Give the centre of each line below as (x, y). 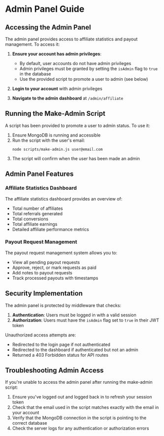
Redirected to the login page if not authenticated (61, 344)
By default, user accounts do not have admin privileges (75, 63)
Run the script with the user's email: (48, 140)
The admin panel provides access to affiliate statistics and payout (71, 39)
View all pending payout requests (46, 262)
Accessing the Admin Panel (48, 27)
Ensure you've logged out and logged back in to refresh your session (82, 397)
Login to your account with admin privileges (57, 89)
